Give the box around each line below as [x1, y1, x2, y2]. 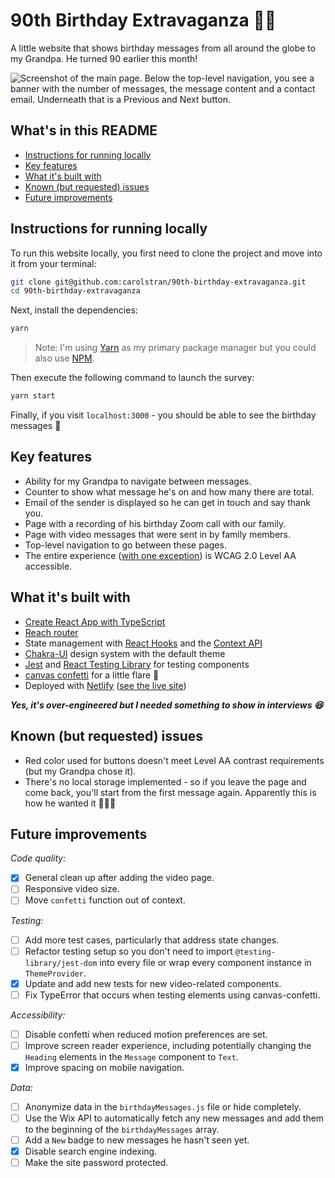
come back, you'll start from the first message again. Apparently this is [24, 786, 317, 798]
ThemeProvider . [24, 967, 87, 979]
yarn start [10, 391, 56, 401]
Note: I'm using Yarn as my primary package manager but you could [34, 342, 317, 354]
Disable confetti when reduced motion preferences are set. [24, 1028, 268, 1040]
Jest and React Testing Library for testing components [24, 658, 250, 670]
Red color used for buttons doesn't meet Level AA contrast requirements [24, 754, 325, 766]
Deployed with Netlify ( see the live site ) [24, 679, 187, 691]
